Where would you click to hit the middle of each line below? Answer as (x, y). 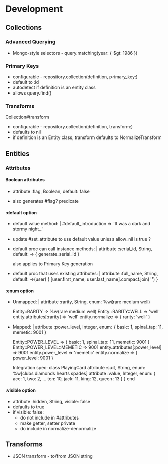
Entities (17, 153)
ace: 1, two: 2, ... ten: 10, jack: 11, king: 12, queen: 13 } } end (74, 379)
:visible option (21, 390)
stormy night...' (28, 229)
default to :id (26, 82)
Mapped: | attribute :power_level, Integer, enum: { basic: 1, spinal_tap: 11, (88, 327)
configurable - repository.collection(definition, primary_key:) (75, 77)
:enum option (20, 291)
